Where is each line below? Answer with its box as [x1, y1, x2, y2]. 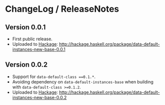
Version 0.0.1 [5, 23, 46, 31]
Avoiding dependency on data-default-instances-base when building [12, 79, 154, 84]
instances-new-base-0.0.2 [12, 94, 67, 100]
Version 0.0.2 [5, 60, 48, 69]
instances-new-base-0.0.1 [12, 47, 66, 52]
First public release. [12, 36, 53, 42]
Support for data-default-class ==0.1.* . [12, 74, 96, 79]
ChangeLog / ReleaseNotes [5, 3, 119, 15]
